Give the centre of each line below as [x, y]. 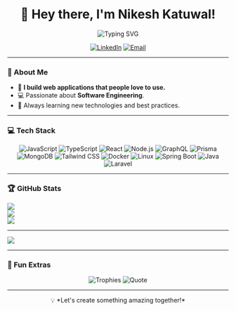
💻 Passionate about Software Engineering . [81, 95]
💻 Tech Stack [32, 131]
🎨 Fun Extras [29, 265]
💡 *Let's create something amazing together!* [118, 300]
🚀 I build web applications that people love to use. [91, 88]
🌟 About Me [28, 72]
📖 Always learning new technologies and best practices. [99, 105]
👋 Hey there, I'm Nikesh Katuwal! [118, 14]
